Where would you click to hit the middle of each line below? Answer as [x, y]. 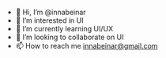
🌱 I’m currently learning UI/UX [64, 29]
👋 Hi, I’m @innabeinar [51, 12]
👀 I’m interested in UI [49, 20]
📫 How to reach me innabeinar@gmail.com [87, 46]
